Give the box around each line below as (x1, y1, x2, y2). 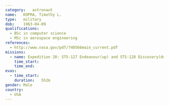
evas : (5, 69, 17, 74)
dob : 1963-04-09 (5, 21, 46, 27)
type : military (5, 17, 42, 22)
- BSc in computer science (10, 31, 66, 36)
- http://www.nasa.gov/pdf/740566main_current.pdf (10, 45, 118, 50)
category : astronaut (5, 7, 53, 13)
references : (5, 40, 30, 45)
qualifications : (5, 26, 39, 31)
